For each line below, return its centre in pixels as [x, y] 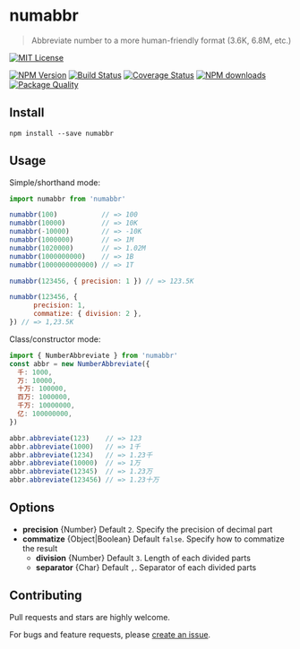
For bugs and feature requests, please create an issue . [110, 634]
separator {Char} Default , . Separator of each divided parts [146, 567]
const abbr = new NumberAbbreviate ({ [80, 363]
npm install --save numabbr [62, 133]
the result [40, 548]
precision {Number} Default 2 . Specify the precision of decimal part [147, 529]
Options [32, 508]
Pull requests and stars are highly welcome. [90, 617]
